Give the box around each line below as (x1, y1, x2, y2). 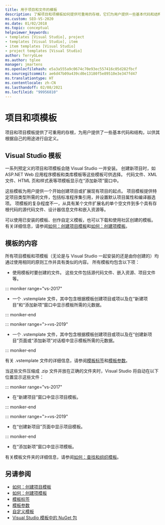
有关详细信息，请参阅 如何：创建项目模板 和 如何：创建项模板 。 (5, 223, 130, 229)
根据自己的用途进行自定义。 (5, 136, 61, 142)
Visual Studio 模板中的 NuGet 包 (12, 515, 77, 521)
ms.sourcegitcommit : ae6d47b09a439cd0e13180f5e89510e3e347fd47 (5, 71, 137, 76)
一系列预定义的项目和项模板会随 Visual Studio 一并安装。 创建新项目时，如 (5, 165, 156, 171)
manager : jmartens (5, 62, 43, 67)
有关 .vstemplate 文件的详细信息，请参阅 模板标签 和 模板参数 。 (5, 357, 130, 363)
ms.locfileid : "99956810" (5, 90, 58, 94)
